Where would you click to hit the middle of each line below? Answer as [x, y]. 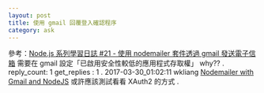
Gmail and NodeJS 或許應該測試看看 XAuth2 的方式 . [94, 82]
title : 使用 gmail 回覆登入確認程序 [62, 23]
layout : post [30, 15]
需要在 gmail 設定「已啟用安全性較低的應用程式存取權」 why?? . [121, 63]
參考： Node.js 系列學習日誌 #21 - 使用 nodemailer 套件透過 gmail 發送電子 [128, 54]
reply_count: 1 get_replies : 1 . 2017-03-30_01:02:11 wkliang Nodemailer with [131, 73]
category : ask [32, 30]
